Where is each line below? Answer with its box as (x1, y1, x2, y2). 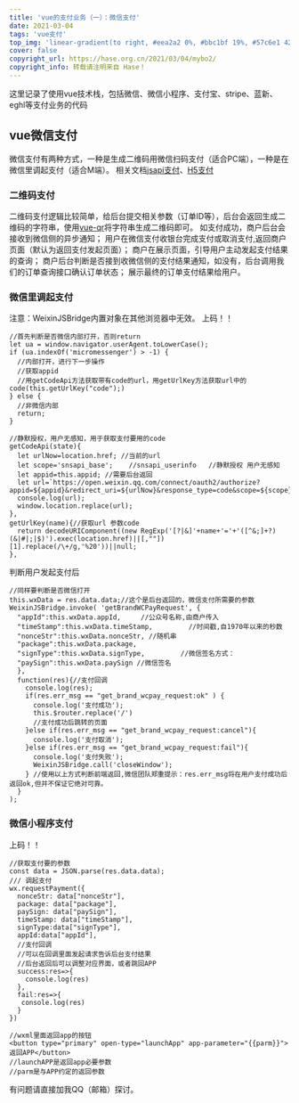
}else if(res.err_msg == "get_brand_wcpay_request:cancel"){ (25, 726, 256, 735)
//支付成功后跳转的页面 (32, 718, 109, 727)
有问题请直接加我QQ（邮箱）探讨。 (9, 1083, 139, 1094)
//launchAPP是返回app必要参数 (9, 1058, 112, 1066)
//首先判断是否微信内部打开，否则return (9, 332, 141, 341)
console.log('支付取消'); (32, 736, 125, 745)
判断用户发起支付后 (9, 567, 80, 577)
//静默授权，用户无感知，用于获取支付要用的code (9, 434, 166, 444)
